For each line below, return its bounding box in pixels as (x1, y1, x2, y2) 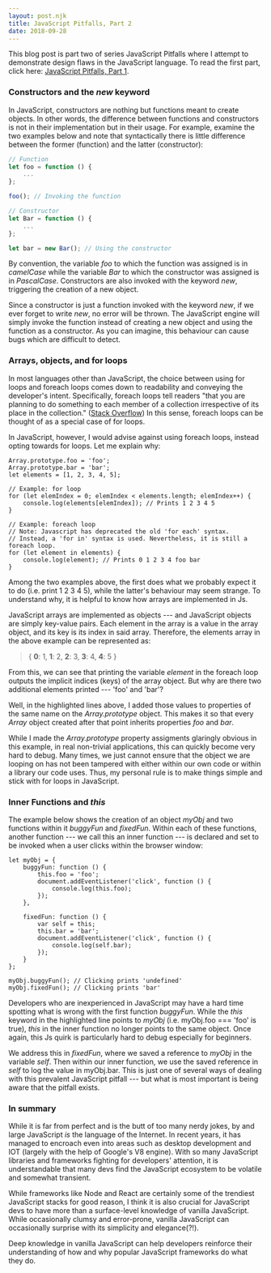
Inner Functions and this (8, 796, 106, 807)
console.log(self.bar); (51, 942, 132, 950)
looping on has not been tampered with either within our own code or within (8, 758, 261, 768)
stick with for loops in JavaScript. (8, 775, 120, 786)
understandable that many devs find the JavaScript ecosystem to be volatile (8, 1164, 262, 1174)
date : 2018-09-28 (8, 27, 67, 35)
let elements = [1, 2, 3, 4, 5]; (8, 471, 121, 479)
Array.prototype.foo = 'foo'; (8, 456, 111, 464)
